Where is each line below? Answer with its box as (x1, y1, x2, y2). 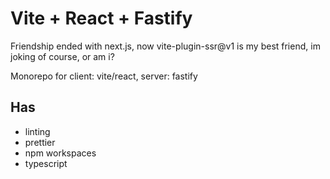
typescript (24, 157, 68, 169)
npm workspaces (24, 147, 97, 159)
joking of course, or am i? (10, 50, 115, 62)
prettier (24, 136, 56, 148)
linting (24, 125, 51, 137)
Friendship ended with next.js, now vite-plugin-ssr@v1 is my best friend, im (10, 40, 321, 52)
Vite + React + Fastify (10, 7, 193, 30)
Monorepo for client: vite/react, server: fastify (10, 70, 198, 82)
